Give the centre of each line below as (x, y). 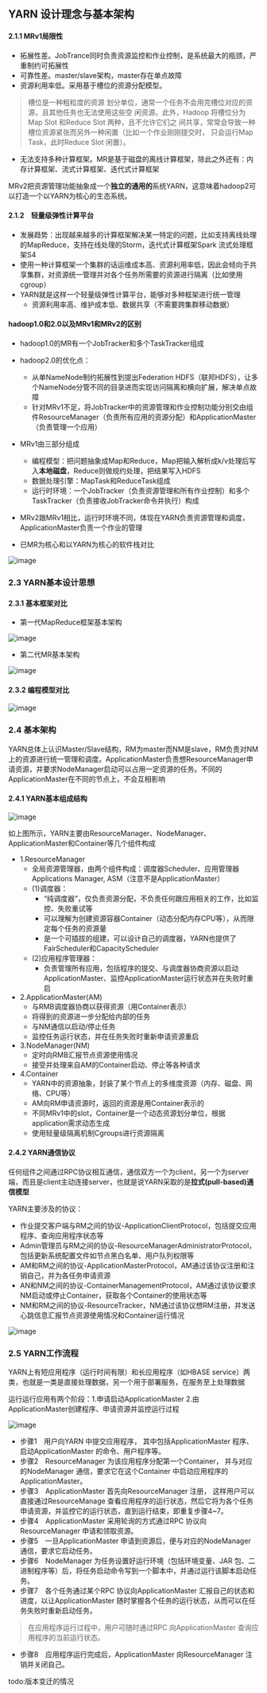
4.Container (39, 1073)
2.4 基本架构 (33, 730)
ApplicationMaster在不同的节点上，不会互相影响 (87, 778)
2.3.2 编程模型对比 (39, 690)
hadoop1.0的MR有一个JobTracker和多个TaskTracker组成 (112, 343)
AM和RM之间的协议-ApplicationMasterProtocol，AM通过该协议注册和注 (137, 1266)
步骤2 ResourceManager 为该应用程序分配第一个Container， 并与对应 (136, 1461)
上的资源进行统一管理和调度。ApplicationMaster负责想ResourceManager (127, 758)
